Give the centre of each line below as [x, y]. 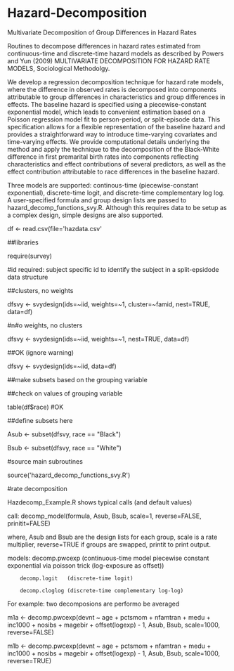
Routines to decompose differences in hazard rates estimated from [104, 46]
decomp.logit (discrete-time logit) [77, 578]
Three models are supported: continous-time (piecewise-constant [103, 185]
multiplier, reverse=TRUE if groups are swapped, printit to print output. [109, 544]
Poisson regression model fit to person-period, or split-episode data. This [114, 119]
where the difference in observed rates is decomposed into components [112, 89]
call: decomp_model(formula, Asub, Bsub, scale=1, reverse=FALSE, [104, 516]
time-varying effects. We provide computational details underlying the [109, 141]
